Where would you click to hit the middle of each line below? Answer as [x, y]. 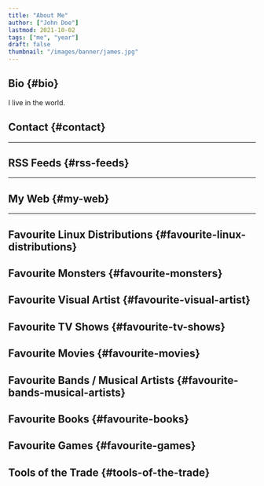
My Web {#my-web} [59, 198]
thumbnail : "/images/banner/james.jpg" [73, 52]
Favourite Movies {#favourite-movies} [104, 354]
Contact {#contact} [57, 128]
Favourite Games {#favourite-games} [102, 446]
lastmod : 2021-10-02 [42, 30]
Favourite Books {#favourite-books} [99, 419]
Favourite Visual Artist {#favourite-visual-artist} [130, 300]
